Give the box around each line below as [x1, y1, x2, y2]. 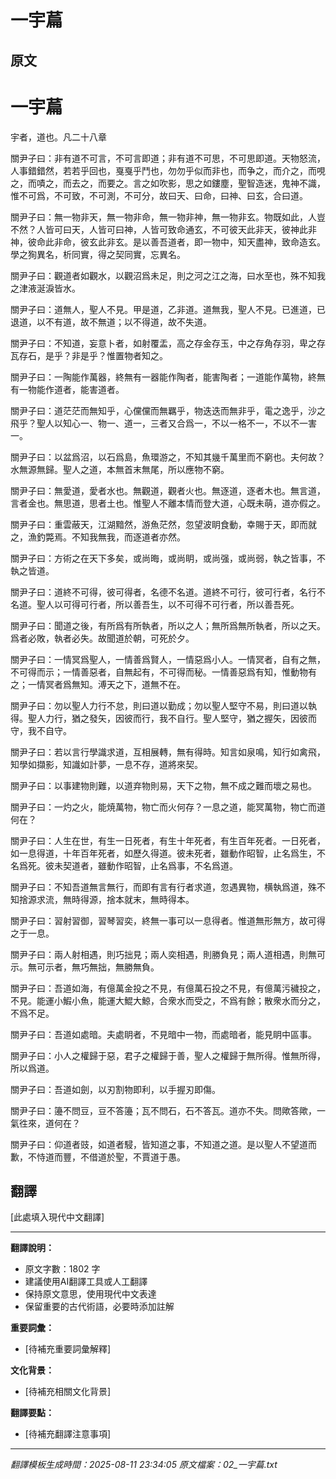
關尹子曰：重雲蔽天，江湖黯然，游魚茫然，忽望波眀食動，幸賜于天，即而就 [10, 518, 317, 530]
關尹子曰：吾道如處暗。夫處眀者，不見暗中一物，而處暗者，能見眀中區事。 [10, 1028, 317, 1040]
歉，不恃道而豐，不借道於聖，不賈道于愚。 [10, 1151, 186, 1163]
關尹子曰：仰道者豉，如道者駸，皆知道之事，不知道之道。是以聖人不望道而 [10, 1138, 317, 1150]
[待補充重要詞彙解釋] [24, 1343, 112, 1355]
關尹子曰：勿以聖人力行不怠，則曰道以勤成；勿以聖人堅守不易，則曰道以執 [10, 699, 317, 711]
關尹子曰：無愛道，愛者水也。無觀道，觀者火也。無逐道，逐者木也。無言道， [10, 484, 326, 496]
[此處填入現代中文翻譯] [10, 1211, 105, 1223]
